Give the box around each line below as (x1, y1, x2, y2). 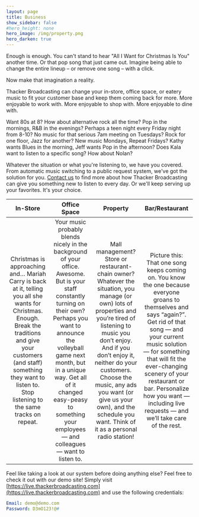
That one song (146, 259, 187, 266)
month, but (55, 359, 86, 367)
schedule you (97, 410, 135, 418)
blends (61, 233, 80, 240)
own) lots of (99, 300, 133, 307)
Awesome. (56, 270, 85, 278)
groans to (153, 296, 180, 304)
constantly (56, 292, 85, 300)
